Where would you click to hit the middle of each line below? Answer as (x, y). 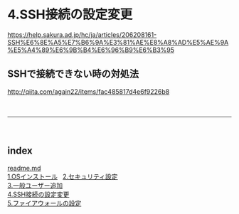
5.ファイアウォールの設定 (44, 203)
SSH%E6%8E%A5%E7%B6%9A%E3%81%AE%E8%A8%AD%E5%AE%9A (118, 42)
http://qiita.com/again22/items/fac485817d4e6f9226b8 (89, 91)
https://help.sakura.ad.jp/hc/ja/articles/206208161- (82, 34)
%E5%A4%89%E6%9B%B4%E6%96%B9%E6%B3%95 (91, 50)
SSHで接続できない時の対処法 (73, 74)
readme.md (24, 168)
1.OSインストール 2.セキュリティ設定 (63, 176)
